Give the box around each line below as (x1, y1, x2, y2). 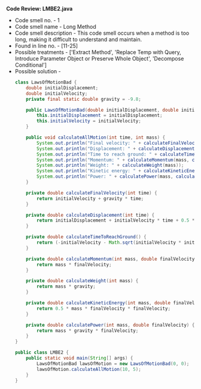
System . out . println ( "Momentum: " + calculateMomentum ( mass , (36, 157, 190, 163)
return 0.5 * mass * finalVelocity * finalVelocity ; (36, 306, 171, 312)
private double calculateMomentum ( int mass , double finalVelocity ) (26, 256, 197, 262)
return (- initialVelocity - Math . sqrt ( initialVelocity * (36, 240, 181, 246)
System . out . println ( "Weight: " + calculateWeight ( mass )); (36, 162, 184, 169)
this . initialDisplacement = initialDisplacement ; (36, 112, 163, 119)
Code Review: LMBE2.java (6, 5, 73, 12)
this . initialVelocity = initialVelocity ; (36, 118, 142, 124)
